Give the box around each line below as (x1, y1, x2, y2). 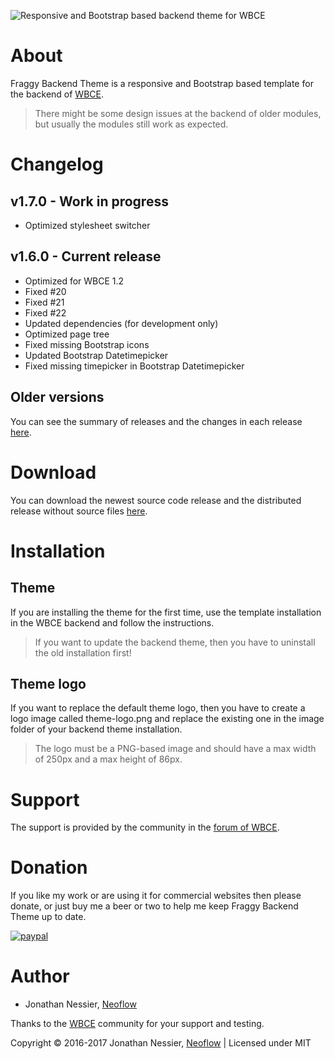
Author (10, 965, 70, 988)
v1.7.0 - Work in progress (10, 193, 169, 210)
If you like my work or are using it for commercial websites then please (10, 890, 302, 902)
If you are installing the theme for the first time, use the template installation (10, 606, 322, 618)
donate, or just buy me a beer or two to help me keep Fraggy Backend (10, 900, 299, 912)
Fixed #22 (24, 306, 67, 319)
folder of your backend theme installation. (10, 723, 183, 735)
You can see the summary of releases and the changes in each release (10, 415, 303, 427)
